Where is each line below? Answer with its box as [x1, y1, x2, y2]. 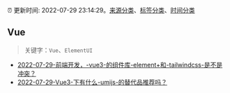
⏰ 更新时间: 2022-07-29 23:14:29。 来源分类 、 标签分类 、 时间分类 [7, 6, 195, 14]
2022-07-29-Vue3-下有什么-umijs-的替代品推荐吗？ [17, 78, 167, 86]
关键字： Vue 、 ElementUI [24, 46, 93, 54]
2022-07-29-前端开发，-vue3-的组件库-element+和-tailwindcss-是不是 [17, 60, 223, 69]
